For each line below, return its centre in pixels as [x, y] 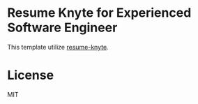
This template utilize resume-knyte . [58, 47]
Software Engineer [62, 28]
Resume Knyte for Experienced [99, 13]
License [31, 75]
